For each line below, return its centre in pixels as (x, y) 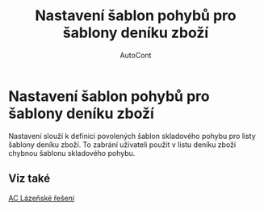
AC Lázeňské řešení (42, 198)
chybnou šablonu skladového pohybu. (72, 153)
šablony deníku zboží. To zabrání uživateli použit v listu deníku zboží (122, 145)
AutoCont (136, 55)
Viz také (29, 179)
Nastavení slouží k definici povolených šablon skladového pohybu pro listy (132, 136)
